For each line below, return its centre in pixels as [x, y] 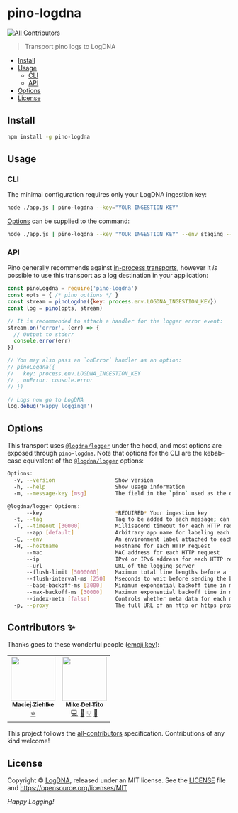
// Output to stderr [44, 334]
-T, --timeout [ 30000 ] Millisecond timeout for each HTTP [117, 526]
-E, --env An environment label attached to [115, 539]
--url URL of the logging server [110, 566]
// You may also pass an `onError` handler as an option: [95, 360]
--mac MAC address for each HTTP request [123, 552]
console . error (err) [42, 341]
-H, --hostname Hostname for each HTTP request [112, 546]
